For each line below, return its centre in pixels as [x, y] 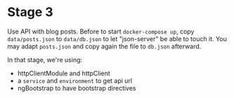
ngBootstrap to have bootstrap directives [77, 88]
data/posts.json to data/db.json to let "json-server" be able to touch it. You [117, 38]
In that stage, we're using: [45, 59]
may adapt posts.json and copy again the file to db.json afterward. [104, 46]
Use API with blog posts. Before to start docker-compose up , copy [101, 31]
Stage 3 [31, 12]
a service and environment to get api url [74, 80]
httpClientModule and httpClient [64, 73]
